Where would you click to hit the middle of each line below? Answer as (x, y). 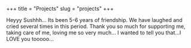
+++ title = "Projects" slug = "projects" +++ (60, 9)
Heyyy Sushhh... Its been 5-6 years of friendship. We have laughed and (94, 20)
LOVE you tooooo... (30, 39)
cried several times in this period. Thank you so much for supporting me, (96, 26)
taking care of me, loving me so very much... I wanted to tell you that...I (94, 33)
